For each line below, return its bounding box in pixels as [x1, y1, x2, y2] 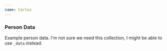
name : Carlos [4, 7, 32, 12]
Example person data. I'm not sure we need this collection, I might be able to [4, 35, 162, 41]
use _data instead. [4, 40, 42, 46]
